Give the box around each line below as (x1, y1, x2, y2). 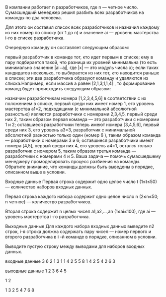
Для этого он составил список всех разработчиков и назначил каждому (5, 24, 160, 30)
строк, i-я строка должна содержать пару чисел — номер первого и (5, 229, 152, 235)
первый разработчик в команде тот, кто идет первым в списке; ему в (5, 54, 153, 60)
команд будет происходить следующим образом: (5, 86, 111, 91)
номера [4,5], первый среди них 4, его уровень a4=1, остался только (5, 143, 153, 148)
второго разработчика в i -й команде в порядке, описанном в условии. (5, 234, 157, 239)
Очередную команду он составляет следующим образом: (5, 45, 129, 50)
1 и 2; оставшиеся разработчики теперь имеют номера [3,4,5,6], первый (5, 121, 160, 127)
